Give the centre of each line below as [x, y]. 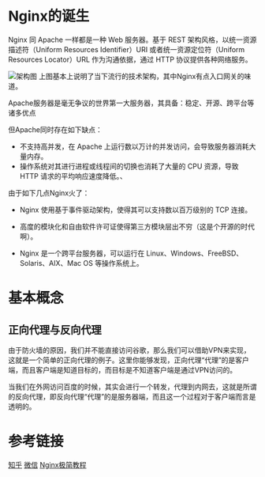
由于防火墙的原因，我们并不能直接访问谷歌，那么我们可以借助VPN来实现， [129, 350]
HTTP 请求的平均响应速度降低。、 [73, 176]
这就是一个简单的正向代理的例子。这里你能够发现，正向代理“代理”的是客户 [129, 360]
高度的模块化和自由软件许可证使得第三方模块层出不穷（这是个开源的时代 [137, 226]
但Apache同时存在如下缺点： [55, 129]
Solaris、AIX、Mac [50, 263]
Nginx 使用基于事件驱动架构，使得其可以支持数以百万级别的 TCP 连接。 [136, 210]
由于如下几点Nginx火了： [49, 193]
